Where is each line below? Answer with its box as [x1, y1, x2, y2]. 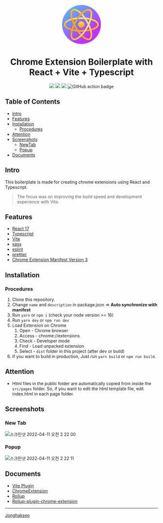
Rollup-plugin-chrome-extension [12, 498, 78, 504]
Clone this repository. [12, 297, 55, 302]
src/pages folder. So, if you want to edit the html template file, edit [12, 386, 144, 392]
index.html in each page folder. [12, 391, 74, 396]
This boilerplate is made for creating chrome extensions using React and [5, 179, 150, 185]
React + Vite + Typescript [29, 67, 134, 78]
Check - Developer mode [19, 338, 70, 344]
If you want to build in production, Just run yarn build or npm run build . [12, 354, 156, 359]
